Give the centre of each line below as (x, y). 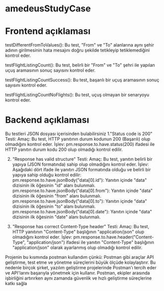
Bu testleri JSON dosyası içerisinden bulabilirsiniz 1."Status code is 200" (79, 134)
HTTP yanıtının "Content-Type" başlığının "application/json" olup (78, 232)
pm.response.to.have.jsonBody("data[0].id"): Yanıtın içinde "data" (80, 180)
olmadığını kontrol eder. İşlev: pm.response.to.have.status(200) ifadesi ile (80, 145)
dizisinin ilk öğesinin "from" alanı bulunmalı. (57, 196)
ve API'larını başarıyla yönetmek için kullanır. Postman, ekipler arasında (78, 273)
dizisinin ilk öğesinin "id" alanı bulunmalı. (54, 186)
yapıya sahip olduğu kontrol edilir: (47, 175)
